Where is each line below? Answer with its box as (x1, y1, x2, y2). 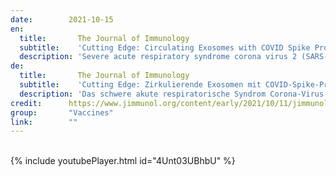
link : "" (10, 117, 78, 127)
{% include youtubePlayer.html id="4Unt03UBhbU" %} (10, 155, 236, 167)
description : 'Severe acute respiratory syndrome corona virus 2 (19, 52, 298, 62)
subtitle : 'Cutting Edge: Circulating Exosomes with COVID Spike (19, 42, 311, 53)
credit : (10, 98, 43, 108)
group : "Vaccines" (10, 107, 114, 118)
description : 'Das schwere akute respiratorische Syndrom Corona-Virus (19, 89, 325, 99)
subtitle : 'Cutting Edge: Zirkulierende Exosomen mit (19, 80, 262, 90)
